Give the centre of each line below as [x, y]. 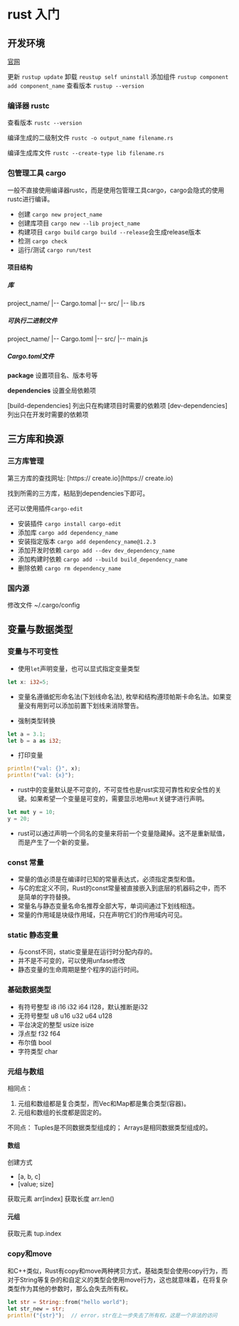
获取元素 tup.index [34, 1233]
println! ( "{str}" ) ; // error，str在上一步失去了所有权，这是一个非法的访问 [112, 1315]
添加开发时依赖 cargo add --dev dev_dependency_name [96, 550]
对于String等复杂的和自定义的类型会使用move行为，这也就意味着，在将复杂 [118, 1280]
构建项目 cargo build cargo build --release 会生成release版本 [109, 231]
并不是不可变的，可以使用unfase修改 [71, 961]
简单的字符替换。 [49, 897]
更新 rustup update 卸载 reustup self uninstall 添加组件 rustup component [118, 77]
